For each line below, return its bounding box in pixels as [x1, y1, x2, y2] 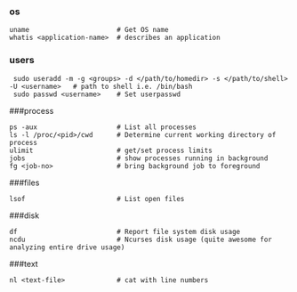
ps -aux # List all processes [9, 122, 197, 132]
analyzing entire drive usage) [9, 242, 125, 252]
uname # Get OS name [9, 26, 169, 35]
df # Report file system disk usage [9, 227, 241, 236]
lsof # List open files [9, 194, 185, 203]
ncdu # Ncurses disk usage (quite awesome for [9, 235, 273, 244]
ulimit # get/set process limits [9, 146, 213, 155]
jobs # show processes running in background [9, 153, 269, 163]
